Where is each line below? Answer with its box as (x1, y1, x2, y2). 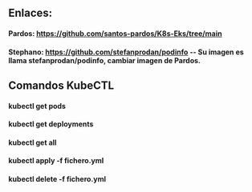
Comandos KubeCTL (8, 78, 115, 92)
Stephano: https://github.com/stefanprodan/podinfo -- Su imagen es (8, 47, 245, 57)
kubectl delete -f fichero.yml (8, 174, 107, 183)
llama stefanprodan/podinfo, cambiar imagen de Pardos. (8, 55, 201, 65)
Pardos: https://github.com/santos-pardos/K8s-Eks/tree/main (8, 28, 222, 38)
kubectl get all (8, 138, 57, 147)
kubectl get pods (8, 101, 67, 110)
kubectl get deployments (8, 119, 94, 129)
